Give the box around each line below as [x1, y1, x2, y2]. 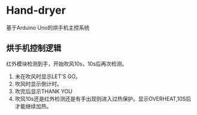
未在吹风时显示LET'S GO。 [14, 73, 81, 80]
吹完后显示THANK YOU [14, 88, 73, 95]
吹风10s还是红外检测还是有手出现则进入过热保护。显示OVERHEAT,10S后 [14, 95, 192, 102]
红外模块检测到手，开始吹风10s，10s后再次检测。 [6, 60, 127, 67]
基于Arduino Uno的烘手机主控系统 [6, 24, 90, 31]
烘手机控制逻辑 [6, 43, 61, 54]
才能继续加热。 [14, 102, 52, 110]
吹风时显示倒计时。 [14, 80, 63, 87]
